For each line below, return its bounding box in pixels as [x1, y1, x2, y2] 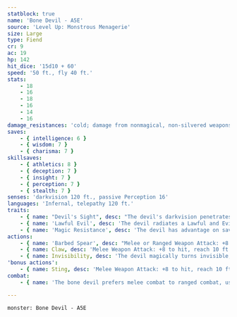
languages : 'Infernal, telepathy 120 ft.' [7, 200, 134, 208]
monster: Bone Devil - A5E [7, 304, 87, 311]
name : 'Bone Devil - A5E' [7, 17, 83, 24]
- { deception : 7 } [20, 167, 78, 175]
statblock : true [7, 10, 55, 18]
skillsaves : [7, 154, 42, 162]
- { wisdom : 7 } [20, 142, 68, 149]
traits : [7, 207, 30, 214]
